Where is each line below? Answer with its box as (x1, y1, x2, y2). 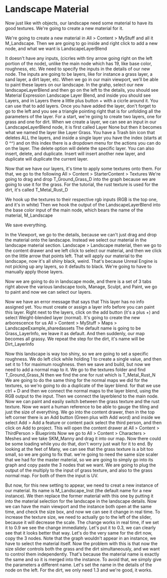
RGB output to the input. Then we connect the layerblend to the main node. (5, 393, 159, 399)
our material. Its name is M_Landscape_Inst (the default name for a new (5, 487, 152, 493)
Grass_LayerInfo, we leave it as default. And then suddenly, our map (5, 330, 145, 336)
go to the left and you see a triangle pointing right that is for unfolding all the (5, 108, 161, 114)
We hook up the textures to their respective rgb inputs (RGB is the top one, (5, 196, 158, 202)
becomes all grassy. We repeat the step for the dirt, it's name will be (5, 336, 145, 342)
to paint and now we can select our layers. (5, 289, 92, 295)
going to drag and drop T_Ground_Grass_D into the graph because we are (5, 176, 156, 182)
